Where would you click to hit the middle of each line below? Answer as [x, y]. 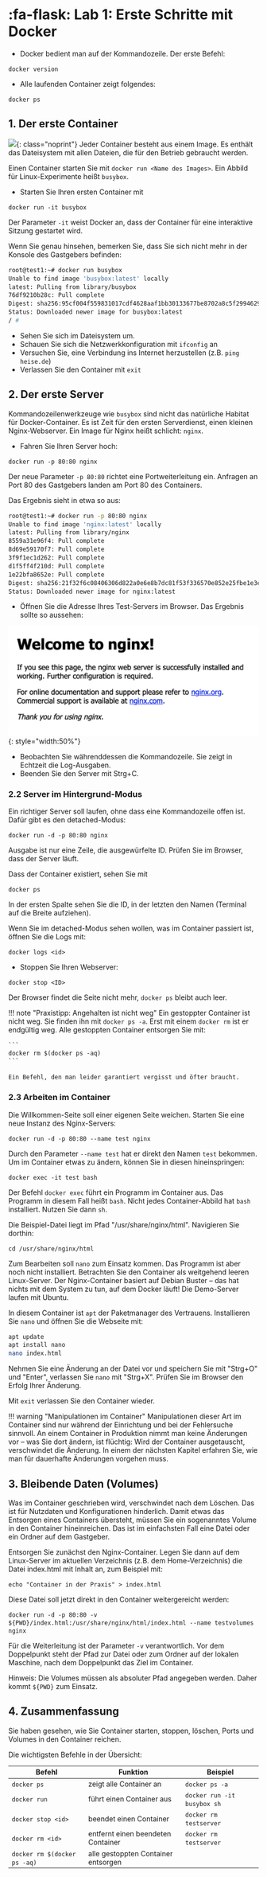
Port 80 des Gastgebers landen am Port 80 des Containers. [105, 485]
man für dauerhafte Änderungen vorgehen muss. [88, 1459]
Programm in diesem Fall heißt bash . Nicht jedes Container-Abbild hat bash [130, 1200]
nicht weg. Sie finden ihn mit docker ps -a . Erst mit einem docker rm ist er [128, 1021]
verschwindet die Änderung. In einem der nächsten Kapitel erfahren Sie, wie [133, 1450]
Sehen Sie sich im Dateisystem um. [77, 335]
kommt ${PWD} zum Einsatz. [53, 1686]
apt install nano [37, 1345]
